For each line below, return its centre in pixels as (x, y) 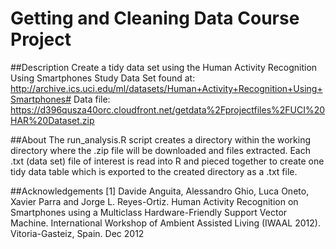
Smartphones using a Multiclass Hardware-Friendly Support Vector (149, 212)
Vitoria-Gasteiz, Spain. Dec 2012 (77, 233)
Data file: (92, 99)
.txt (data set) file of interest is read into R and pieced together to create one (167, 161)
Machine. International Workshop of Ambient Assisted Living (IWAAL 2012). (165, 223)
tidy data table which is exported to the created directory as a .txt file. (154, 171)
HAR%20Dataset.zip (52, 120)
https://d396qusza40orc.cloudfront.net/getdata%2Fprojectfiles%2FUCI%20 (168, 109)
